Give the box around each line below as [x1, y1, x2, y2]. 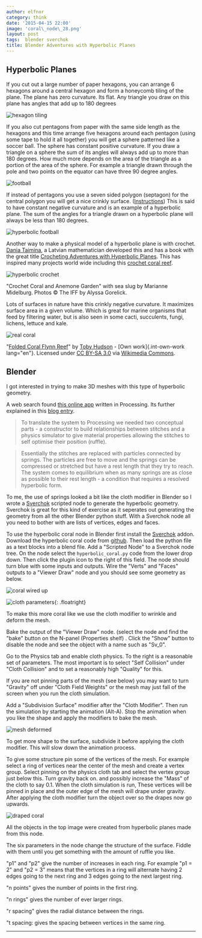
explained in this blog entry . [6, 407, 75, 414]
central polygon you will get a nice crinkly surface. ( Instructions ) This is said [6, 197, 195, 204]
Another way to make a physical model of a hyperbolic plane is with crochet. [6, 240, 196, 247]
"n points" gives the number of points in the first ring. [6, 884, 138, 891]
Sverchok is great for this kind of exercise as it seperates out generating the [6, 506, 194, 513]
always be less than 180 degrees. [6, 216, 89, 224]
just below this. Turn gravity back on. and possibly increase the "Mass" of [6, 774, 189, 782]
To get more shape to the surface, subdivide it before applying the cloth [6, 737, 185, 744]
